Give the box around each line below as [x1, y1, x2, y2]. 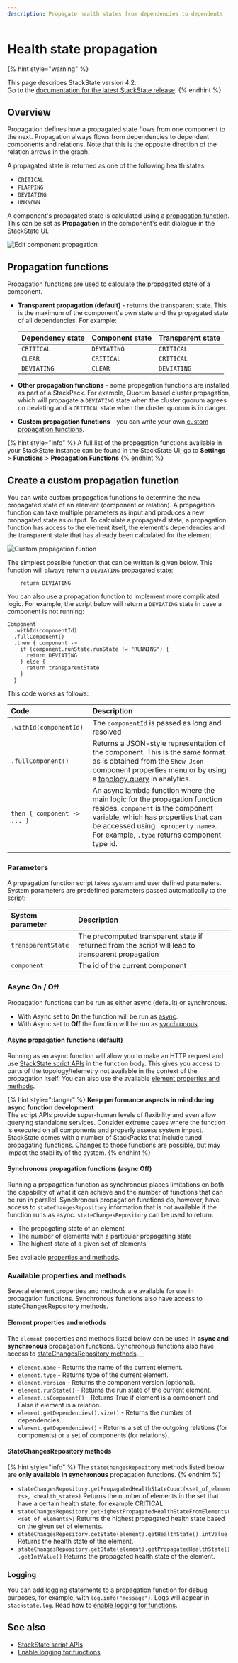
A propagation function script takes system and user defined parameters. [7, 879, 222, 887]
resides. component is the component [92, 803, 214, 813]
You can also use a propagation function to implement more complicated [7, 592, 220, 600]
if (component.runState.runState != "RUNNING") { [20, 646, 170, 653]
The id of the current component [77, 961, 186, 971]
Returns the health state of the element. [17, 1537, 134, 1545]
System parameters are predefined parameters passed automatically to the [7, 887, 227, 895]
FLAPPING [17, 184, 44, 192]
